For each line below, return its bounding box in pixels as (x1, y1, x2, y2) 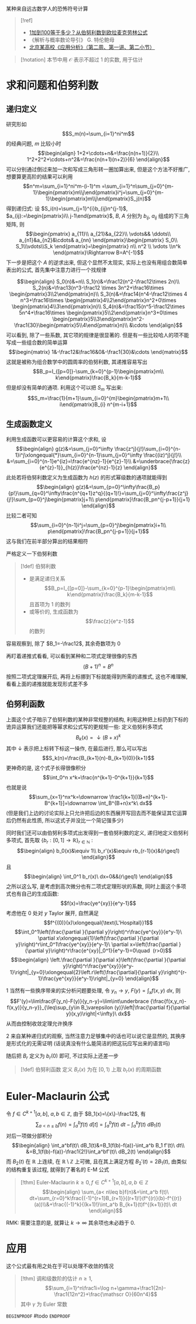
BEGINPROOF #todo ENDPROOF (6, 1312, 71, 1319)
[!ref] (20, 17, 33, 23)
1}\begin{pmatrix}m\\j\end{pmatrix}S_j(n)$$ (46, 195, 151, 202)
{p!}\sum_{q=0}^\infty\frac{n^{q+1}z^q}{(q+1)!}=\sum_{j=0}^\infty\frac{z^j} (8, 489, 189, 497)
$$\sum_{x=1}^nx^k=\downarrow (29, 793, 108, 801)
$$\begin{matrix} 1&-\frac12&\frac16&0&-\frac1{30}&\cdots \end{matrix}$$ (8, 348, 188, 355)
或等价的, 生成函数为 (29, 608, 79, 615)
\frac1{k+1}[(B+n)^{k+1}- (109, 793, 168, 801)
